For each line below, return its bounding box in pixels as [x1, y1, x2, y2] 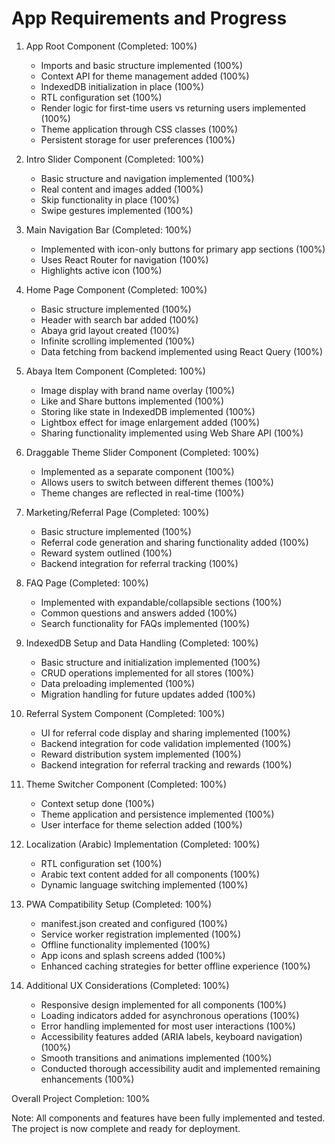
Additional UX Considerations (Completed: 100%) [25, 979, 230, 991]
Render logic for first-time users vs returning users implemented [40, 102, 306, 114]
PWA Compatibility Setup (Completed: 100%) [25, 898, 213, 910]
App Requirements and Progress [11, 7, 288, 30]
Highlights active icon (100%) [40, 264, 163, 276]
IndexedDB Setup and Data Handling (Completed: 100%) [25, 637, 259, 649]
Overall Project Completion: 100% [11, 1092, 151, 1104]
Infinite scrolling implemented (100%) [40, 335, 196, 347]
